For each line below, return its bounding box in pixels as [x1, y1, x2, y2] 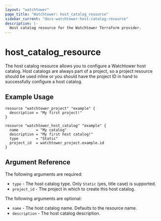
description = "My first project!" [9, 110, 82, 115]
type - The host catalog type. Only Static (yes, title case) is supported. [12, 181, 156, 187]
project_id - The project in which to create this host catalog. [12, 186, 135, 192]
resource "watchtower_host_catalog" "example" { [5, 123, 107, 128]
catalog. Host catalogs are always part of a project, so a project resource [5, 68, 153, 74]
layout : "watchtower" [5, 7, 50, 12]
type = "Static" [9, 136, 58, 141]
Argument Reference [5, 158, 71, 166]
